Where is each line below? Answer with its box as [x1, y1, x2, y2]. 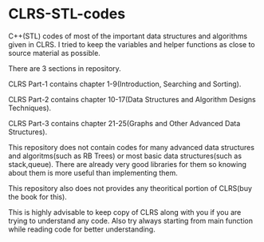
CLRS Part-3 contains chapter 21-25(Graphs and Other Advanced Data [8, 118, 241, 128]
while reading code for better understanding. [8, 224, 156, 234]
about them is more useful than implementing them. [8, 168, 178, 177]
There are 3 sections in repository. [8, 63, 121, 73]
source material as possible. [8, 48, 101, 58]
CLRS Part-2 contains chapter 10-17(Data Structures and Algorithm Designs [8, 94, 257, 104]
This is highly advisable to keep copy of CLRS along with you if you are [8, 207, 242, 216]
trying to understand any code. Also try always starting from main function [8, 216, 254, 225]
